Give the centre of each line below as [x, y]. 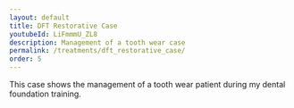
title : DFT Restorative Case [63, 26]
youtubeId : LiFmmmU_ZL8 [54, 34]
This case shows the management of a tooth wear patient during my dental [147, 84]
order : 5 [25, 59]
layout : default [39, 17]
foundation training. [46, 94]
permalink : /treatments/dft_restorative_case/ [97, 51]
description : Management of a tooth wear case [97, 42]
